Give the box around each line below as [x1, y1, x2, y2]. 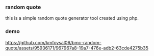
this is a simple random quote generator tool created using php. [5, 15, 139, 21]
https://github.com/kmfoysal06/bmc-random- [5, 39, 102, 45]
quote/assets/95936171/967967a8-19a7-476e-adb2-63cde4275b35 [5, 45, 149, 51]
